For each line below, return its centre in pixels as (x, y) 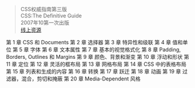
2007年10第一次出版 (45, 22)
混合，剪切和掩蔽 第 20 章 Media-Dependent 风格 (81, 79)
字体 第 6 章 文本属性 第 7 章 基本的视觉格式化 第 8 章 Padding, (105, 50)
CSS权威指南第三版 (44, 9)
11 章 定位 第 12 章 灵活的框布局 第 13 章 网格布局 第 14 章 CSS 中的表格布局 (96, 64)
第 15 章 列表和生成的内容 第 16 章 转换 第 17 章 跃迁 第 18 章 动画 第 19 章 (94, 71)
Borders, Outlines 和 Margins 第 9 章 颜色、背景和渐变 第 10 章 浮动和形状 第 (97, 57)
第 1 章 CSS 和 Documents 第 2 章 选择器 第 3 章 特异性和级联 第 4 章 (89, 42)
